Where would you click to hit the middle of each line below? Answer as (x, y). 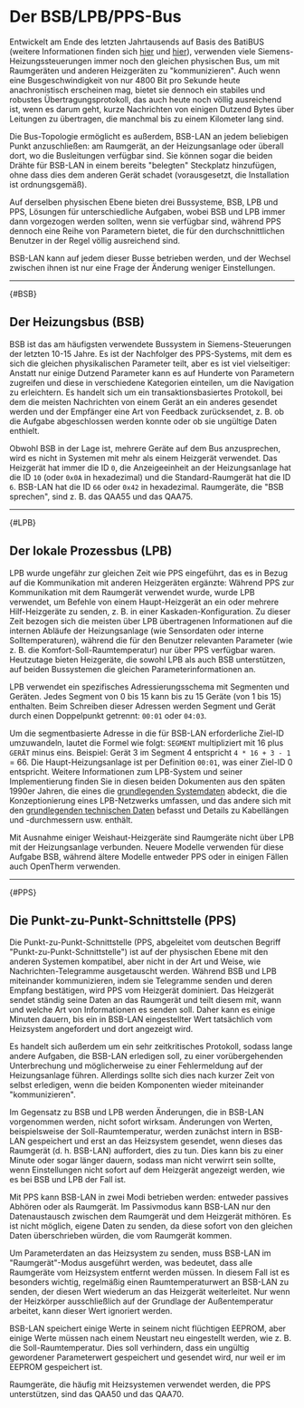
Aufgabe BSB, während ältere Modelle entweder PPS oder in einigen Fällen (149, 856)
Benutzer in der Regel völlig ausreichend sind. (95, 240)
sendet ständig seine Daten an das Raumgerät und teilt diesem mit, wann (146, 1000)
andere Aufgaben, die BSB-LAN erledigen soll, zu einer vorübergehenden (146, 1056)
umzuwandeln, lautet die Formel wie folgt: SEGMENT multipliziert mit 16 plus (147, 743)
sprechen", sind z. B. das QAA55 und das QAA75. (101, 497)
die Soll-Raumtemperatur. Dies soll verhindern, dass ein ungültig (129, 1348)
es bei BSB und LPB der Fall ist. (68, 1180)
